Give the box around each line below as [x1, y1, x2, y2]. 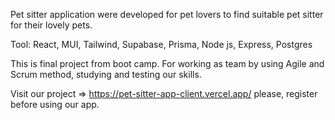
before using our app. [10, 99, 100, 110]
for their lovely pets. [10, 19, 93, 31]
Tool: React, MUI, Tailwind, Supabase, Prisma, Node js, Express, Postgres [10, 39, 313, 50]
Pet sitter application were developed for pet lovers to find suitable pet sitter [10, 9, 324, 20]
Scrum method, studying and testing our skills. [10, 69, 202, 80]
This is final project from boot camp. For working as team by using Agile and [10, 58, 325, 69]
